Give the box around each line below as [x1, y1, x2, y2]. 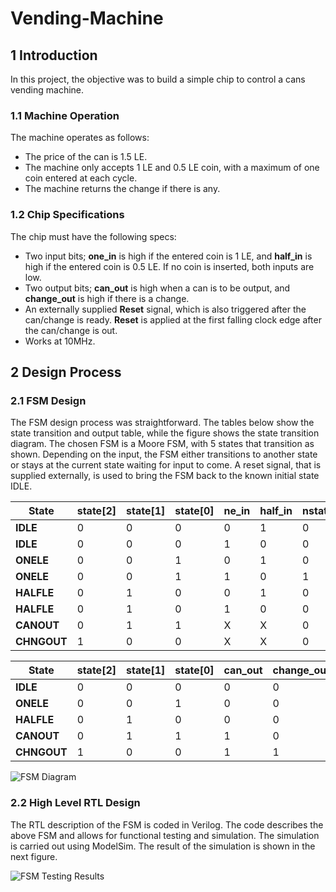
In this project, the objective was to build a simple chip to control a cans [10, 73, 306, 85]
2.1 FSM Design [10, 393, 87, 407]
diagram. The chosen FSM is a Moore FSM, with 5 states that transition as [10, 438, 315, 450]
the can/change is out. [24, 324, 118, 336]
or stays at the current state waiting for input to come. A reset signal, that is [10, 459, 322, 471]
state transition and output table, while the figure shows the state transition [10, 427, 320, 439]
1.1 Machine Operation [10, 108, 120, 122]
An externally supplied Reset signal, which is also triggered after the [24, 303, 307, 315]
